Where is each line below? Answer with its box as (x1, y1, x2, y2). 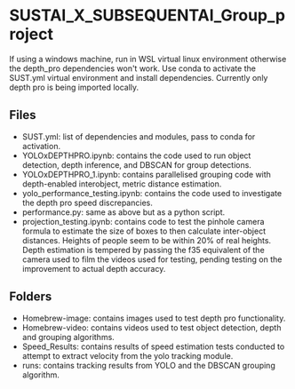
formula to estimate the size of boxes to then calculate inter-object (21, 226, 267, 236)
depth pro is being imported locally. (9, 82, 140, 92)
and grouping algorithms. (21, 331, 116, 342)
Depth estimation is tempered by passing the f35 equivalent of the (21, 244, 265, 255)
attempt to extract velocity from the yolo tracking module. (21, 350, 234, 361)
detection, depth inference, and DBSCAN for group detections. (21, 159, 251, 170)
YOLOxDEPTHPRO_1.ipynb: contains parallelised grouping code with (21, 169, 271, 179)
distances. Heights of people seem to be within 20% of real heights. (21, 234, 272, 245)
